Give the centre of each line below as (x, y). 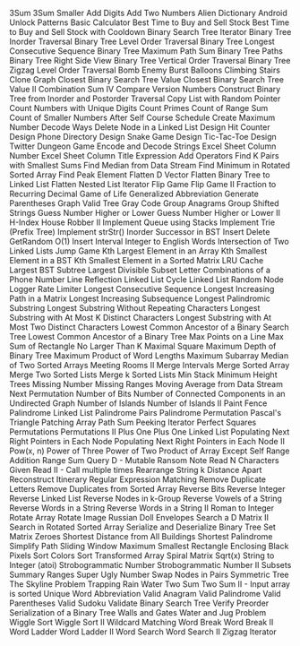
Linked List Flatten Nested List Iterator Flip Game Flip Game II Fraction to (143, 184)
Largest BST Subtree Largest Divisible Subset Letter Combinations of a (140, 270)
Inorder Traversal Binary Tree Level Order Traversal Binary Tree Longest (142, 41)
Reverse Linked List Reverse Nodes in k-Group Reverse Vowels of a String (146, 498)
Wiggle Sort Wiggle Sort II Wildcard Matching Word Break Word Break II (141, 622)
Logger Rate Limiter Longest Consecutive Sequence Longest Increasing (142, 289)
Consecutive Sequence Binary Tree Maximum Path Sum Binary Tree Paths (146, 51)
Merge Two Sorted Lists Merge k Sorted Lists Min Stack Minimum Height (143, 375)
